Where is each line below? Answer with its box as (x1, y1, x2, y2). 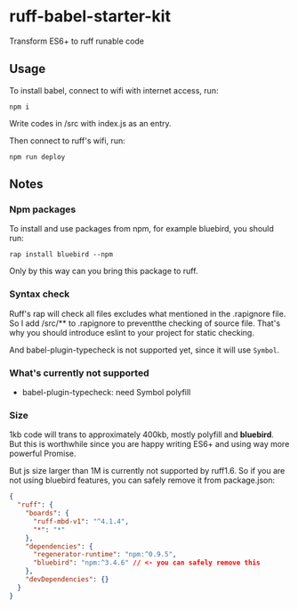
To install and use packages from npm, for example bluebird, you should (9, 223, 274, 234)
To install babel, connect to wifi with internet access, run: (9, 85, 219, 95)
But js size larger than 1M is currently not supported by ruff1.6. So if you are (9, 466, 286, 476)
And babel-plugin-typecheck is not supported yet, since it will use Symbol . (9, 345, 280, 355)
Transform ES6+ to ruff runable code (9, 36, 145, 46)
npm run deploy (9, 152, 66, 161)
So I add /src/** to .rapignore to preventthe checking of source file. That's (9, 318, 281, 329)
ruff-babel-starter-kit (9, 6, 172, 27)
